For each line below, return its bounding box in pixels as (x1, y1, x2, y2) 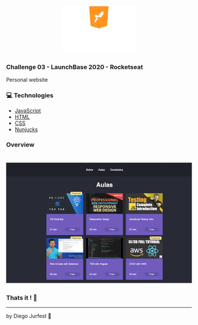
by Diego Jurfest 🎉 (6, 313, 52, 320)
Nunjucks (14, 125, 38, 132)
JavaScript (14, 107, 41, 114)
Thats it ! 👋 (6, 293, 37, 301)
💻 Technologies (6, 91, 54, 100)
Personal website (6, 77, 48, 84)
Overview (6, 140, 35, 148)
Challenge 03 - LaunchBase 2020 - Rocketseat (6, 63, 143, 71)
